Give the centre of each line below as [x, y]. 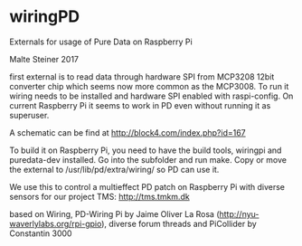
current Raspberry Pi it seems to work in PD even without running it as [140, 105]
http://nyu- [239, 213]
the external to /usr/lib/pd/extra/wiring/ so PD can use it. [114, 169]
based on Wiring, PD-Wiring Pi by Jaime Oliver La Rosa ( [114, 213]
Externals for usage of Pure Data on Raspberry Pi [101, 42]
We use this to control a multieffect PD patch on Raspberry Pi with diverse [147, 186]
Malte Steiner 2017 [44, 59]
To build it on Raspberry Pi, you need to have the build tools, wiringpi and [146, 150]
